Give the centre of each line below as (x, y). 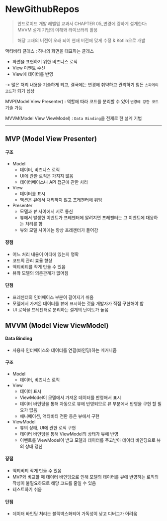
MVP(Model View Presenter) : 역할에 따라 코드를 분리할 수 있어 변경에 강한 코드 (82, 101)
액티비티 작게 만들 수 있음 (37, 470)
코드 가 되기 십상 (20, 91)
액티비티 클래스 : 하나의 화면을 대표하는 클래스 (50, 51)
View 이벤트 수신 (29, 68)
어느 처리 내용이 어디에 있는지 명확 (45, 254)
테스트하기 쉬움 (27, 489)
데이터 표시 (30, 391)
